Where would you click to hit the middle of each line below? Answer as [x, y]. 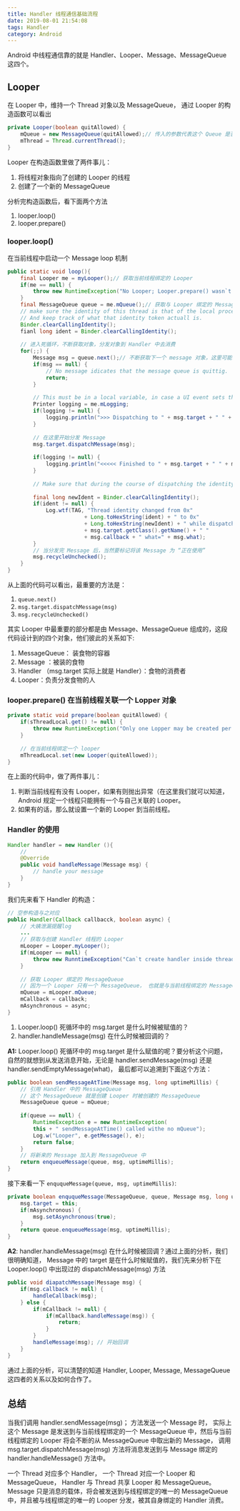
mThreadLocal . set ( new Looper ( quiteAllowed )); [89, 755]
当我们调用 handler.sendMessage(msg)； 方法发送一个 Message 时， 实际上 [120, 1422]
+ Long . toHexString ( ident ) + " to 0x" [142, 517]
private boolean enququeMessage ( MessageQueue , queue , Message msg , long [118, 1197]
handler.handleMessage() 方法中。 [58, 1458]
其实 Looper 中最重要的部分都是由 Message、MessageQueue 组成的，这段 [117, 629]
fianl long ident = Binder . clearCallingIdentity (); [99, 331]
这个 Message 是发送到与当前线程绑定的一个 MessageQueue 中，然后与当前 [120, 1431]
